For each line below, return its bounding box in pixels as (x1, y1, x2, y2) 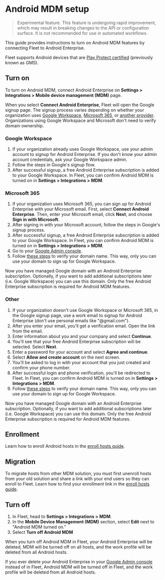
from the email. (12, 328, 43, 334)
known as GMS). (5, 60, 39, 65)
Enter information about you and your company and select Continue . (12, 333, 153, 339)
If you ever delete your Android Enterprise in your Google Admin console (5, 559, 153, 565)
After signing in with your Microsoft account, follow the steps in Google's (12, 222, 161, 228)
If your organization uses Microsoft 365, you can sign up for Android (12, 201, 151, 207)
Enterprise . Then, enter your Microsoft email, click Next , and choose (12, 212, 153, 217)
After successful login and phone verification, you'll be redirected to (12, 370, 151, 376)
